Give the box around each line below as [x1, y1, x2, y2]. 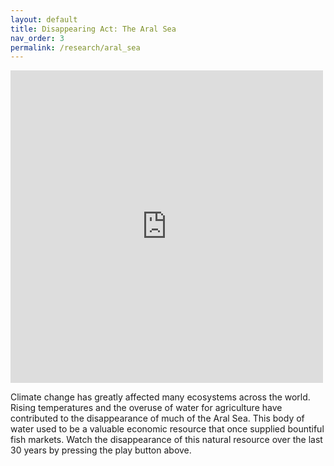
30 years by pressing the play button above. [10, 444, 192, 456]
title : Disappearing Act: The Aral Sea [10, 24, 177, 34]
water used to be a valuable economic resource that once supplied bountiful [10, 423, 325, 435]
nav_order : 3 [10, 33, 65, 43]
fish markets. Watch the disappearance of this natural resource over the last [10, 434, 323, 446]
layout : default [10, 14, 78, 25]
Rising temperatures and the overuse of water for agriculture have [10, 402, 283, 414]
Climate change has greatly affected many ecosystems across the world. [10, 391, 311, 403]
